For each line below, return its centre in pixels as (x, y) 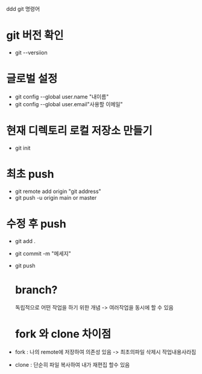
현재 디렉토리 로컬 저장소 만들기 (79, 131)
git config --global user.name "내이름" (62, 97)
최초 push (30, 174)
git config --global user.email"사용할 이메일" (69, 104)
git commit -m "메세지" (43, 253)
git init (23, 148)
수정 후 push (36, 223)
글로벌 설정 (32, 79)
